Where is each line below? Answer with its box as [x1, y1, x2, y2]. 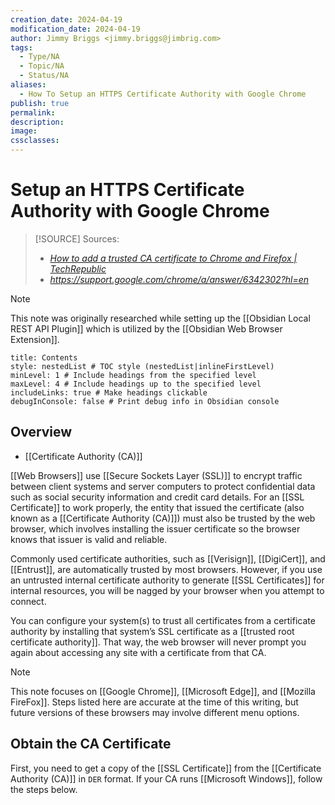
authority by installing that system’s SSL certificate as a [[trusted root [10, 625, 295, 637]
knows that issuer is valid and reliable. [10, 533, 168, 545]
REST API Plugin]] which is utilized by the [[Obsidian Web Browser [10, 322, 283, 335]
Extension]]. [10, 333, 60, 345]
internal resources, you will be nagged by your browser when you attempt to [10, 584, 325, 596]
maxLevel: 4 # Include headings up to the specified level [10, 379, 262, 389]
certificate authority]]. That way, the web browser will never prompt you [10, 636, 307, 648]
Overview [10, 424, 73, 441]
